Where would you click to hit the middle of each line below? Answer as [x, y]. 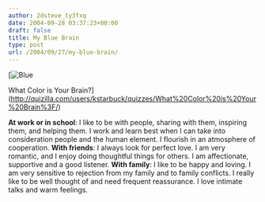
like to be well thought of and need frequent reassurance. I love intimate [125, 181]
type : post [26, 45]
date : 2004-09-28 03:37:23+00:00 [63, 23]
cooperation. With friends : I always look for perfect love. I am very [117, 148]
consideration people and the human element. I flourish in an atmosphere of [132, 139]
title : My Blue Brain [44, 38]
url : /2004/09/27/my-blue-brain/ [63, 52]
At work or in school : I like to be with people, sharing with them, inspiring [128, 122]
